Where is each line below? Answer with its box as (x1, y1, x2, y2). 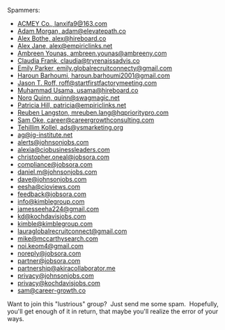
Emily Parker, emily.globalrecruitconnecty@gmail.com (17, 64, 173, 72)
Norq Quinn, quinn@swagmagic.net (17, 93, 120, 102)
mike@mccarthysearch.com (17, 234, 99, 243)
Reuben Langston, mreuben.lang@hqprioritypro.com (17, 108, 169, 117)
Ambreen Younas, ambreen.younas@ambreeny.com (17, 49, 167, 57)
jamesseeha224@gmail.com (17, 205, 100, 213)
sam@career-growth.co (17, 286, 86, 294)
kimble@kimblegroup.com (17, 220, 93, 227)
